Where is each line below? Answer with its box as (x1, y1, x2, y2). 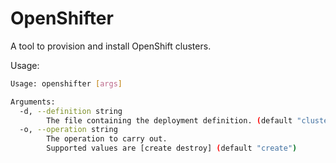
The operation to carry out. (46, 134, 168, 144)
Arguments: (10, 97, 56, 107)
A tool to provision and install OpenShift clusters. (10, 40, 212, 52)
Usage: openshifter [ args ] (10, 78, 123, 89)
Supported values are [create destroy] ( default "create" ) (46, 143, 298, 154)
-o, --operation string (19, 125, 118, 135)
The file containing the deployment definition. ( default (46, 115, 293, 126)
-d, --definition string (19, 106, 123, 116)
